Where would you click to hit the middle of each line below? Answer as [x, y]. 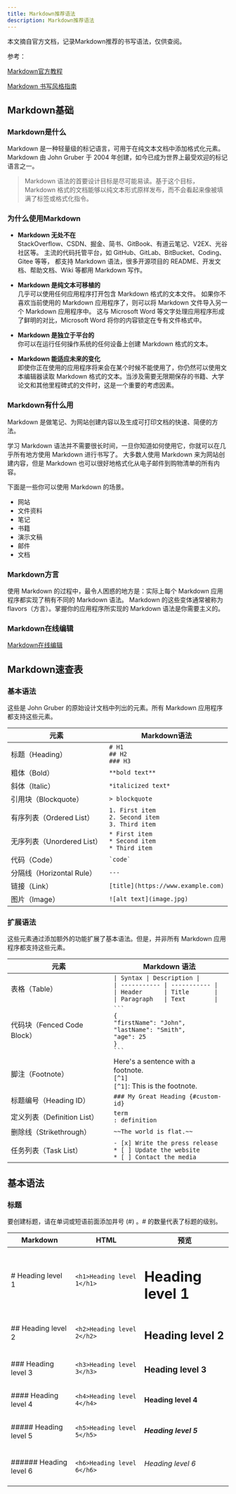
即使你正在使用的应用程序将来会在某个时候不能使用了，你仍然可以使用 [119, 368]
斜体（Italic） [33, 786]
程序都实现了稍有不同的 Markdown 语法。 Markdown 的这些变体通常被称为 [115, 600]
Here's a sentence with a [154, 1061]
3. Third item [132, 825]
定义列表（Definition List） [55, 1118]
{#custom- [205, 1097]
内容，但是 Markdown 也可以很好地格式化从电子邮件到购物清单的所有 [113, 463]
